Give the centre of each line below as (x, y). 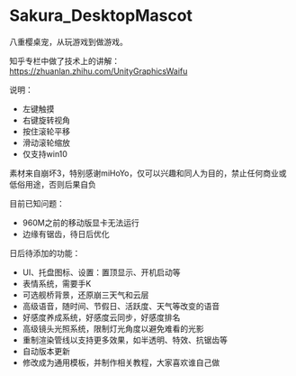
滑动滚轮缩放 (46, 142)
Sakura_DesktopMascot (101, 16)
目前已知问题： (37, 203)
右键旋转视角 (46, 120)
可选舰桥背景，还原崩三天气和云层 (85, 295)
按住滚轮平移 (46, 131)
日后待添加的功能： (45, 252)
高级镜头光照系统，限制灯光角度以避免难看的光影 (113, 328)
